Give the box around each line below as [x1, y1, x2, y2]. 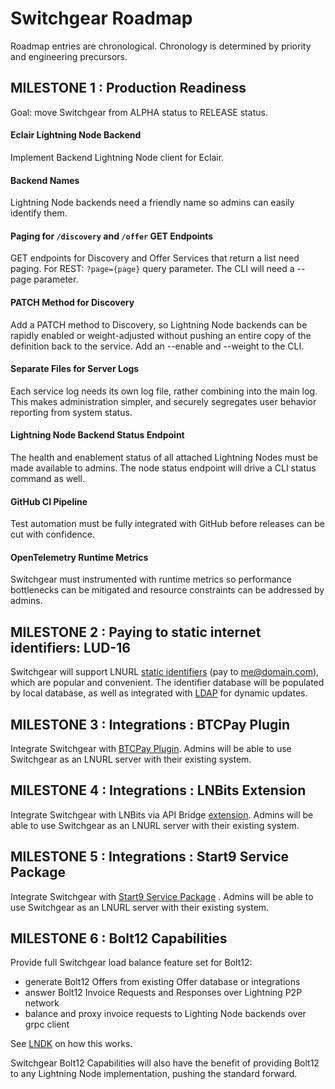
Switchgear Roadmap [10, 7, 193, 30]
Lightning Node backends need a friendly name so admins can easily [10, 197, 295, 209]
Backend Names [10, 174, 80, 186]
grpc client [24, 1018, 70, 1031]
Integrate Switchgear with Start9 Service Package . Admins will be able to [10, 890, 314, 902]
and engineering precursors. [10, 50, 128, 62]
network [24, 997, 60, 1009]
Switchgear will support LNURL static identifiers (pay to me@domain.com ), [10, 666, 320, 678]
